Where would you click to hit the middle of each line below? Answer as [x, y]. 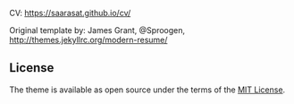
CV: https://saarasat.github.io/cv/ [70, 13]
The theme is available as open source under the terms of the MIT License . [147, 90]
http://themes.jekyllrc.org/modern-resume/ [88, 40]
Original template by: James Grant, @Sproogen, [97, 30]
